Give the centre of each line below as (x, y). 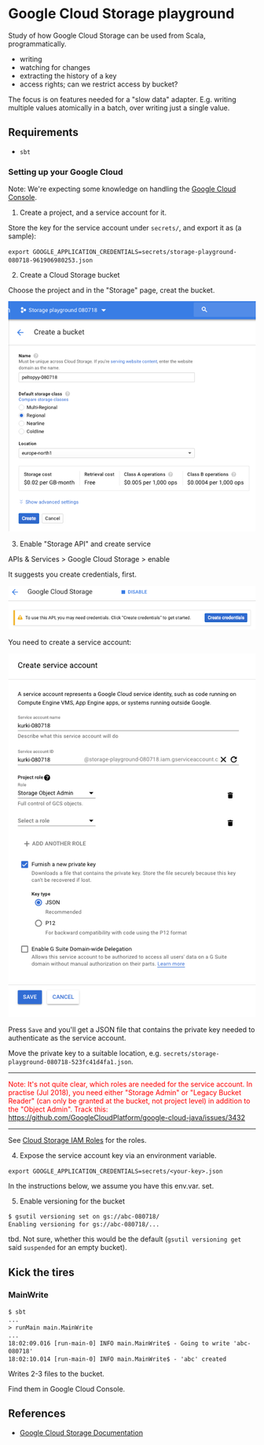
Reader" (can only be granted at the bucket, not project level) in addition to (129, 1101)
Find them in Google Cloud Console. (67, 1389)
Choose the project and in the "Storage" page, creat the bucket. (112, 290)
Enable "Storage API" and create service (85, 544)
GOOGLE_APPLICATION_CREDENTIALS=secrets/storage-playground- (135, 253)
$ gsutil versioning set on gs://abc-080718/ (84, 1217)
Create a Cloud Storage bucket (70, 275)
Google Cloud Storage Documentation (81, 1432)
